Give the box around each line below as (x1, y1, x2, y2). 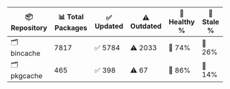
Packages (54, 23, 88, 33)
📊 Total (57, 12, 84, 21)
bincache (10, 49, 41, 58)
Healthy (168, 17, 195, 26)
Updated (94, 22, 124, 31)
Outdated (129, 22, 162, 31)
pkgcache (10, 71, 43, 80)
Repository (10, 23, 48, 33)
